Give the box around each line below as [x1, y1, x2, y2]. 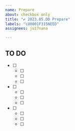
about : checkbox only [5, 12, 50, 17]
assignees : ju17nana [5, 26, 48, 31]
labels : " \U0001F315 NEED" [5, 21, 59, 27]
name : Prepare [5, 7, 35, 13]
